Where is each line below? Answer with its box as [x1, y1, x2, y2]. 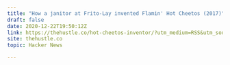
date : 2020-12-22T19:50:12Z [7, 23, 88, 29]
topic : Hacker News [7, 42, 63, 49]
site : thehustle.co [7, 36, 63, 42]
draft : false [7, 16, 44, 23]
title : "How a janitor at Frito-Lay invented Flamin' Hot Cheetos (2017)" [7, 10, 225, 17]
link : [7, 29, 23, 36]
